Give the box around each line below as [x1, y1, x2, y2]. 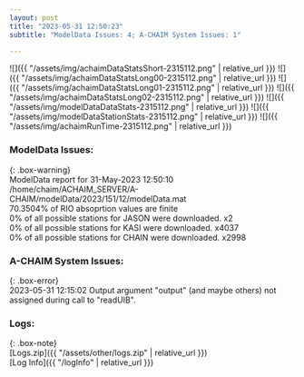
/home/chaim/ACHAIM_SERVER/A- [9, 184, 139, 194]
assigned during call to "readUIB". [9, 294, 136, 305]
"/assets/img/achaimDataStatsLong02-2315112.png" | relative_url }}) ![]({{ [9, 92, 285, 103]
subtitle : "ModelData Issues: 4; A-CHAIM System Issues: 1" [9, 30, 242, 39]
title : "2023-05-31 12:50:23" [9, 22, 124, 31]
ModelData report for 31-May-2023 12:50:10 [9, 174, 174, 184]
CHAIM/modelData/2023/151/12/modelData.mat [9, 193, 187, 204]
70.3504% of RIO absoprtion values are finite [9, 203, 179, 213]
